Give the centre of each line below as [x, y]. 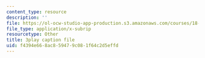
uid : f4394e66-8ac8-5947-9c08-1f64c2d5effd [63, 46]
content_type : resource [37, 12]
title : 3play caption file [41, 40]
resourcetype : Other [33, 34]
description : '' [27, 18]
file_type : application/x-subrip [49, 29]
